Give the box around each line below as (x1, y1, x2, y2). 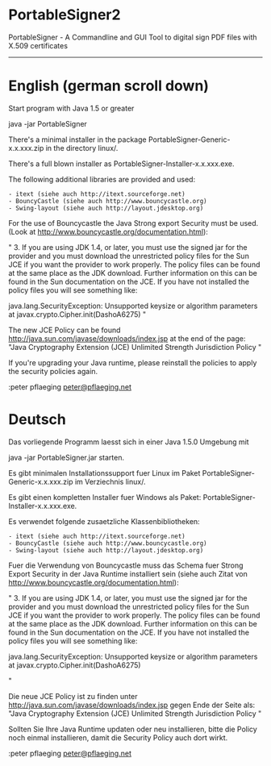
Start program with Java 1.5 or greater (8, 103, 135, 113)
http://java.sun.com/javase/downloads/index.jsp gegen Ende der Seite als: (8, 700, 256, 710)
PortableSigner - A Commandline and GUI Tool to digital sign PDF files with (8, 32, 257, 42)
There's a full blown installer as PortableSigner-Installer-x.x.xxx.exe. (8, 159, 235, 169)
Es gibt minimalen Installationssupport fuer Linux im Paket (8, 468, 201, 477)
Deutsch (8, 410, 66, 429)
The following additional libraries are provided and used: (8, 174, 196, 184)
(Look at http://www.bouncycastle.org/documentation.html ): (8, 227, 208, 236)
